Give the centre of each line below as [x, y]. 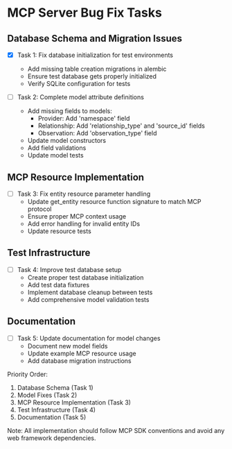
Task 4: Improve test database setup [69, 269]
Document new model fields [68, 346]
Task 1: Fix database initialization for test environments [95, 55]
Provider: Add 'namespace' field [84, 119]
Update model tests [56, 155]
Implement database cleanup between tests [90, 292]
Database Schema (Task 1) [55, 387]
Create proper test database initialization [86, 277]
